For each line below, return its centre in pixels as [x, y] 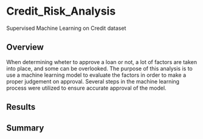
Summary [25, 128]
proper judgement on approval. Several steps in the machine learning [93, 81]
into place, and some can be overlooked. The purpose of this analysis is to [99, 68]
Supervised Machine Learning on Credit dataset [66, 28]
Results [21, 107]
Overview [25, 47]
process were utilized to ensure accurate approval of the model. [86, 88]
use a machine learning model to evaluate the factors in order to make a [96, 75]
